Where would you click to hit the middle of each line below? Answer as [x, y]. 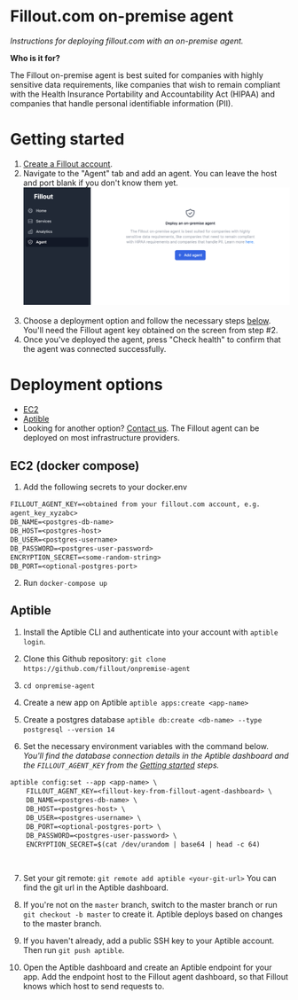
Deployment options [86, 385]
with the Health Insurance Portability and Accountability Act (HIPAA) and [143, 94]
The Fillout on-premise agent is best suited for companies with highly [137, 75]
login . [34, 641]
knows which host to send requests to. [94, 986]
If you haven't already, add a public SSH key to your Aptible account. [149, 941]
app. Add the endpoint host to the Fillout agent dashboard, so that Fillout [156, 976]
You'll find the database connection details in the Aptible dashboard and [156, 755]
